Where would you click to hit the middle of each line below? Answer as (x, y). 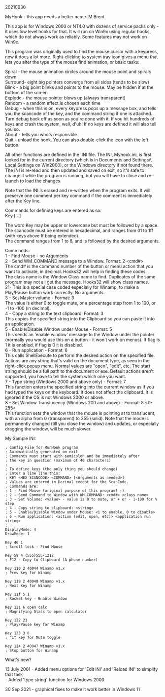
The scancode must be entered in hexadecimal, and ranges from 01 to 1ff (79, 231)
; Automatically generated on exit (42, 452)
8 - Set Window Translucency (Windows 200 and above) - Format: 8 (75, 403)
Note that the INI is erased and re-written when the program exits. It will (78, 190)
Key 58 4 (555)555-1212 (30, 555)
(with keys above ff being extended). (42, 236)
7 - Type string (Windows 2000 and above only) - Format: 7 (66, 382)
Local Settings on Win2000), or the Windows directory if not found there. (79, 165)
